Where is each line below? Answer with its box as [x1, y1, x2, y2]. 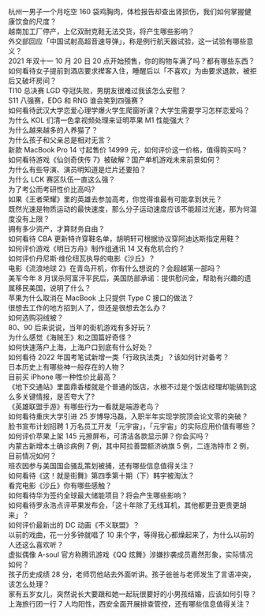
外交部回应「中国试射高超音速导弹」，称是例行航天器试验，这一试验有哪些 [8, 36, 247, 46]
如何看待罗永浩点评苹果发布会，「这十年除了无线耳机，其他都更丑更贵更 [8, 501, 240, 509]
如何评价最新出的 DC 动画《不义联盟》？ [8, 520, 140, 529]
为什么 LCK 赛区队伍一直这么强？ [8, 175, 116, 184]
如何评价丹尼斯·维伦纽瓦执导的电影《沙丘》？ [8, 254, 156, 263]
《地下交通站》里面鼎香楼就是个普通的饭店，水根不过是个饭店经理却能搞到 [8, 382, 250, 391]
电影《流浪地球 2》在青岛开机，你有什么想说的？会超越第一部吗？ [8, 264, 222, 272]
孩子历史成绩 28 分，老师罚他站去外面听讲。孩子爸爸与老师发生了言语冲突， [8, 569, 256, 579]
